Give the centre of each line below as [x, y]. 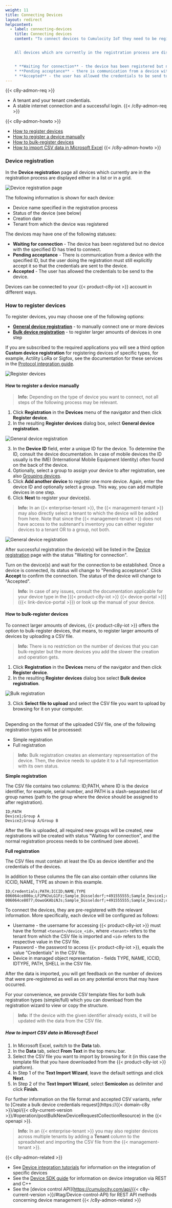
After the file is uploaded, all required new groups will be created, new [79, 830]
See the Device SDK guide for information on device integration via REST [90, 1178]
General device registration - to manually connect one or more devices [88, 326]
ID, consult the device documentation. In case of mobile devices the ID [87, 454]
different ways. [21, 292]
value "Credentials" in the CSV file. [49, 953]
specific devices [30, 1173]
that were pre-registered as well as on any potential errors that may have [82, 979]
